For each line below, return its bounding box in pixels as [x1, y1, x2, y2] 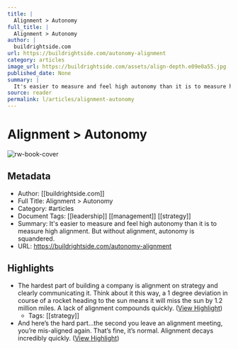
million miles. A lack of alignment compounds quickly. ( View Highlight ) [17, 304, 223, 312]
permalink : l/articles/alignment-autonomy [7, 96, 135, 103]
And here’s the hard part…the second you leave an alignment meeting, [17, 319, 223, 327]
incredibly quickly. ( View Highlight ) [17, 333, 120, 342]
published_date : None [7, 69, 72, 76]
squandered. [17, 234, 55, 243]
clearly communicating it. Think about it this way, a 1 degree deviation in [17, 288, 228, 297]
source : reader [7, 89, 52, 96]
